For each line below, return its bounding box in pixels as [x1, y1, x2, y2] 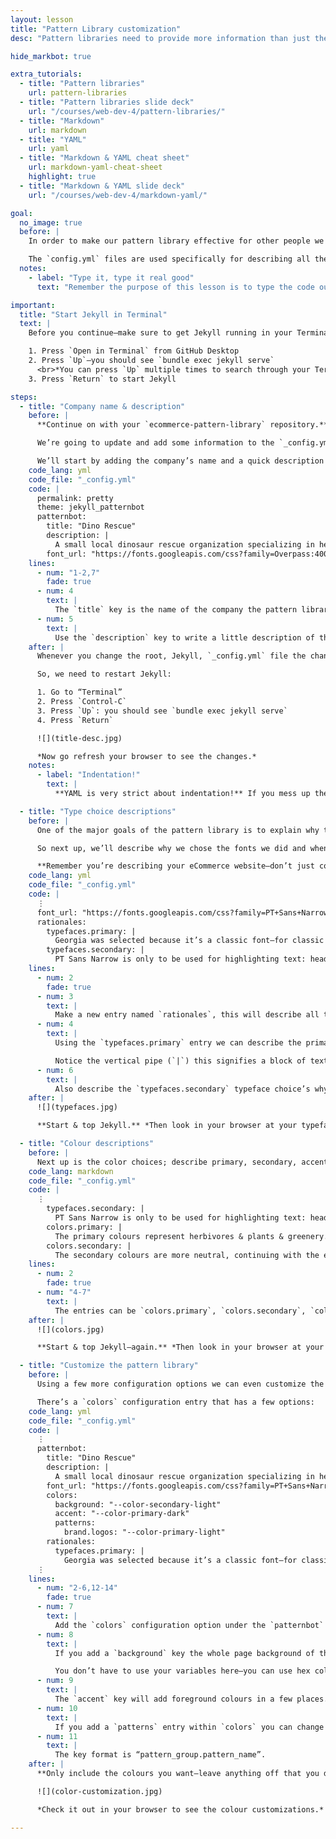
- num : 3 [36, 991, 74, 1001]
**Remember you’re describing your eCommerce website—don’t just [36, 861, 315, 871]
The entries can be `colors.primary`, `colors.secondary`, [54, 1306, 307, 1316]
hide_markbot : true [10, 51, 92, 61]
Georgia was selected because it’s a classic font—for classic [54, 936, 325, 946]
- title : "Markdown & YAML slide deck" [19, 181, 186, 191]
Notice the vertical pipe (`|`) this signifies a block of [54, 1056, 307, 1066]
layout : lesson [10, 14, 74, 25]
